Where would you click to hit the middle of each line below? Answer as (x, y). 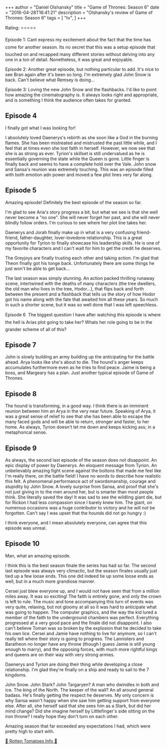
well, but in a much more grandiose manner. (50, 581)
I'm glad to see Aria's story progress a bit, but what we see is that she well (82, 212)
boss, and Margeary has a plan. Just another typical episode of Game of (80, 373)
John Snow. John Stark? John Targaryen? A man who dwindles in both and (82, 684)
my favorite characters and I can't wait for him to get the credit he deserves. (83, 248)
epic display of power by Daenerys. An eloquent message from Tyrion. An (81, 466)
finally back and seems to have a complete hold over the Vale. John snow (81, 164)
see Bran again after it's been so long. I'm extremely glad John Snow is (78, 75)
